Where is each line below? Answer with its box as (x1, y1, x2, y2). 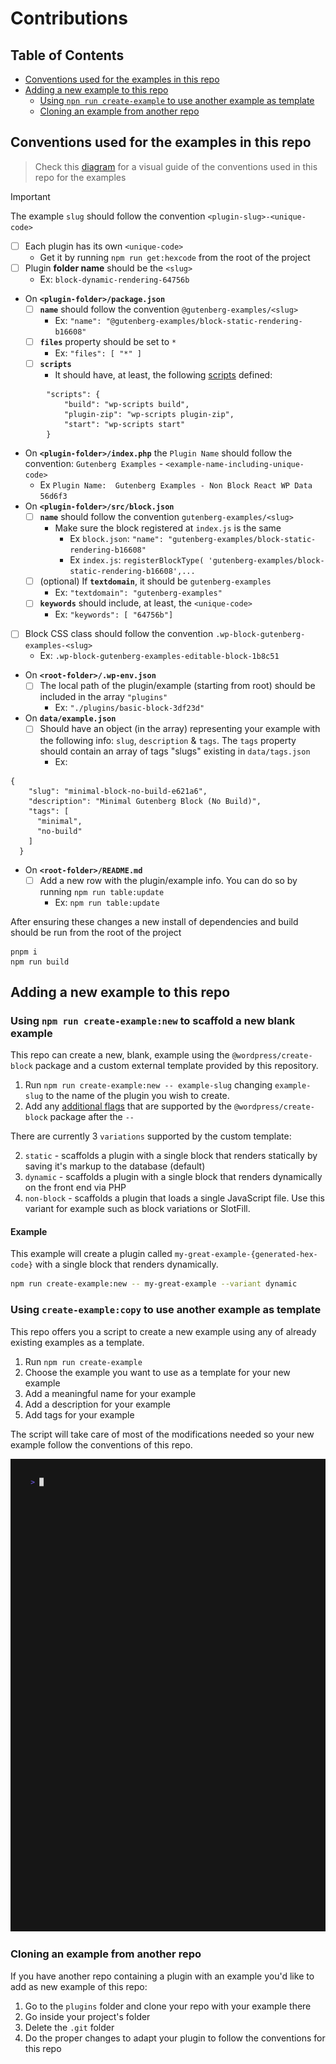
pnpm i (10, 947, 38, 957)
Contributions (10, 7, 128, 30)
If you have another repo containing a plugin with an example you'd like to (10, 1970, 315, 1982)
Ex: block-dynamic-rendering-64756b (39, 273, 190, 285)
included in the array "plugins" (39, 691, 168, 703)
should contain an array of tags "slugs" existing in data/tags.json (39, 745, 311, 757)
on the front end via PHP (24, 1182, 127, 1194)
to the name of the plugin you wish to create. (45, 1090, 230, 1102)
